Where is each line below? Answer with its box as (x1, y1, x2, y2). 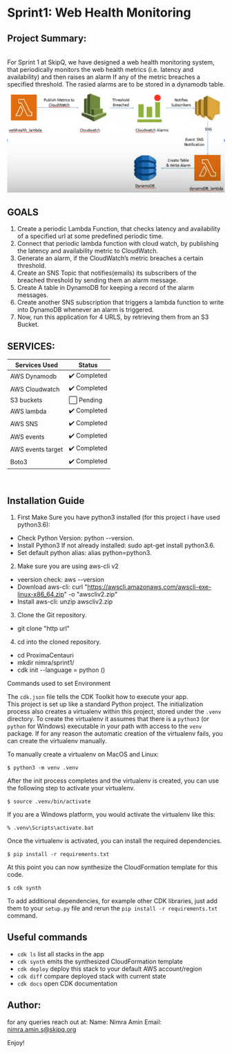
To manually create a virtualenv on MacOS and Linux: (7, 749, 159, 758)
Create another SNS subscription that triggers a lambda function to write (17, 298, 224, 307)
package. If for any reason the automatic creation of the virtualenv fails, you (7, 729, 223, 738)
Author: (7, 999, 41, 1011)
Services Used (14, 361, 59, 369)
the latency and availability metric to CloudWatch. (17, 247, 159, 255)
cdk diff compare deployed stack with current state (17, 972, 166, 980)
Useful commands (7, 932, 88, 943)
